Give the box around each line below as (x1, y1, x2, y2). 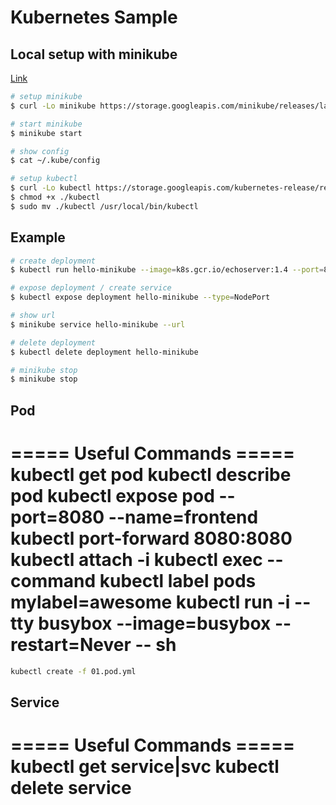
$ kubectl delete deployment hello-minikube (10, 347, 199, 357)
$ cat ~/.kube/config (10, 156, 101, 166)
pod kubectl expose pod (10, 484, 215, 507)
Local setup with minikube (10, 46, 178, 63)
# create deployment (10, 256, 97, 266)
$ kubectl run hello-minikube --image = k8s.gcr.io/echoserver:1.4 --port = (10, 265, 325, 275)
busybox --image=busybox (38, 612, 272, 635)
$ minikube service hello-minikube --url (10, 319, 186, 330)
